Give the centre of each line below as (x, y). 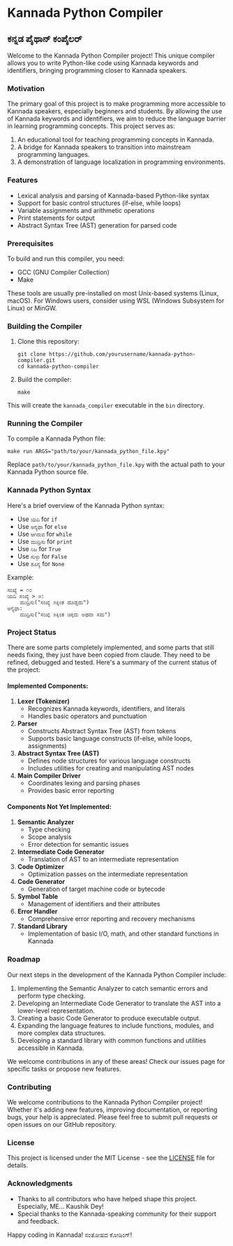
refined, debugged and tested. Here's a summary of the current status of (112, 663)
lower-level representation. (56, 1011)
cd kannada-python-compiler (58, 367)
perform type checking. (51, 995)
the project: (24, 670)
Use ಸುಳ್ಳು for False (42, 556)
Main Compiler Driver (49, 776)
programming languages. (53, 155)
